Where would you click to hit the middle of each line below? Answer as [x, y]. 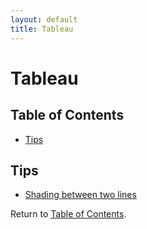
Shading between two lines [80, 195]
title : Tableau [42, 29]
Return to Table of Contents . [68, 214]
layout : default [44, 19]
